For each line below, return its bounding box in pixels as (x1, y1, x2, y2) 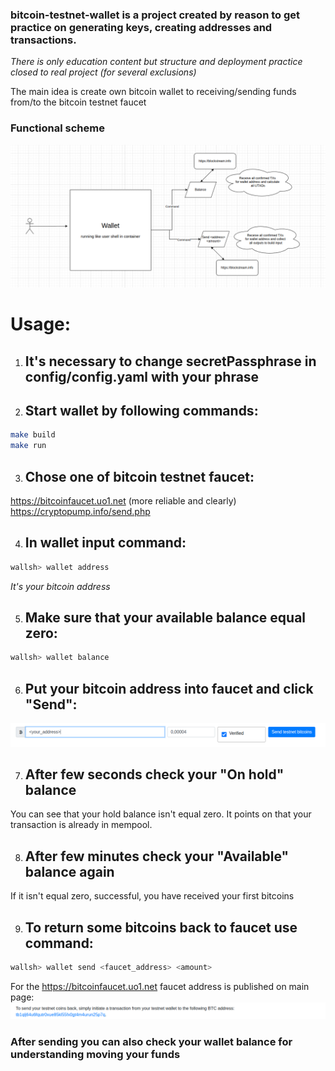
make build (10, 430, 56, 440)
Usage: (10, 313, 72, 336)
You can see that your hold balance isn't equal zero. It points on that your (10, 808, 312, 820)
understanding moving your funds (10, 1048, 181, 1062)
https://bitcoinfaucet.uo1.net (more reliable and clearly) (10, 494, 237, 507)
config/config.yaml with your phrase (24, 368, 260, 385)
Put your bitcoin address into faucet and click (24, 680, 314, 697)
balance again (24, 863, 115, 880)
